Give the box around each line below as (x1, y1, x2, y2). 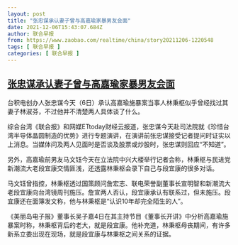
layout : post (7, 10, 46, 18)
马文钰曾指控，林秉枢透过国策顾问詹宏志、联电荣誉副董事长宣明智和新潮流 (7, 179, 225, 187)
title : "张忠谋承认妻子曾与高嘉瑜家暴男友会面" (7, 17, 131, 24)
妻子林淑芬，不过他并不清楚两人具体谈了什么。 (7, 107, 144, 116)
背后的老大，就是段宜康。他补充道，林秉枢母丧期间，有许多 (56, 221, 231, 229)
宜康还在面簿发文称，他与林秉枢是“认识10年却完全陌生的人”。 (7, 197, 187, 205)
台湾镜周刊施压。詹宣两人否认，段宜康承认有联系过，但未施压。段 (38, 187, 231, 196)
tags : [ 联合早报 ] (7, 43, 61, 50)
